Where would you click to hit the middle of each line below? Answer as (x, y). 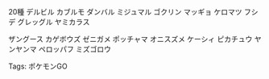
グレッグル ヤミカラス (54, 22)
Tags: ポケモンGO (38, 66)
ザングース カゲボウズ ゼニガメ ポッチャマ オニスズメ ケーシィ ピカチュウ (130, 39)
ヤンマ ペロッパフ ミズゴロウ (63, 49)
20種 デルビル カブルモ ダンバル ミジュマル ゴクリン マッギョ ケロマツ (125, 12)
